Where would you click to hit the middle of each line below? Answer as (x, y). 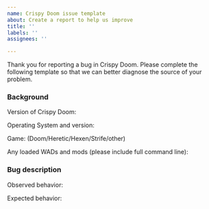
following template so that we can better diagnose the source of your (104, 72)
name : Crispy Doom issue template (57, 13)
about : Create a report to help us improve (70, 20)
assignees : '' (27, 39)
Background (28, 97)
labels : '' (23, 33)
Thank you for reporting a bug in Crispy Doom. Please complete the (102, 65)
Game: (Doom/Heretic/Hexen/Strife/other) (66, 139)
